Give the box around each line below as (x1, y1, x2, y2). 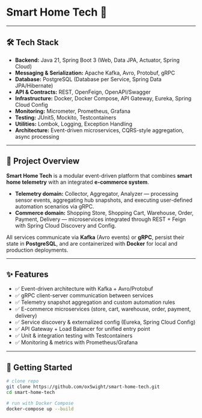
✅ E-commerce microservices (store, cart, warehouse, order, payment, (14, 306, 191, 313)
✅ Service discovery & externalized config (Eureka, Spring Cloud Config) (14, 318, 196, 326)
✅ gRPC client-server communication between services (14, 292, 153, 299)
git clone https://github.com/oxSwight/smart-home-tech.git (6, 384, 161, 390)
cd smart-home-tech (6, 389, 55, 395)
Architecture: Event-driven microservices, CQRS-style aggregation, (14, 126, 184, 134)
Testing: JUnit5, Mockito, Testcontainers (14, 114, 117, 121)
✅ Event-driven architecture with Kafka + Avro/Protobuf (14, 285, 153, 292)
